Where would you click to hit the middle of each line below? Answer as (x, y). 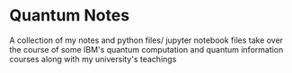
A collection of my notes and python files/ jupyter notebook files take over (146, 40)
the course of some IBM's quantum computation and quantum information (146, 49)
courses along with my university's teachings (93, 59)
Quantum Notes (70, 16)
